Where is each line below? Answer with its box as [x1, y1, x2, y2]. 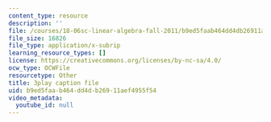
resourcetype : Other [8, 71, 78, 79]
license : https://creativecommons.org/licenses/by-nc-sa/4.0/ [8, 57, 222, 65]
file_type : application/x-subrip [8, 42, 121, 50]
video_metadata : [8, 94, 63, 102]
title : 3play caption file [8, 79, 99, 87]
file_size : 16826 [8, 34, 67, 43]
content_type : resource [8, 11, 89, 20]
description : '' [8, 19, 63, 27]
